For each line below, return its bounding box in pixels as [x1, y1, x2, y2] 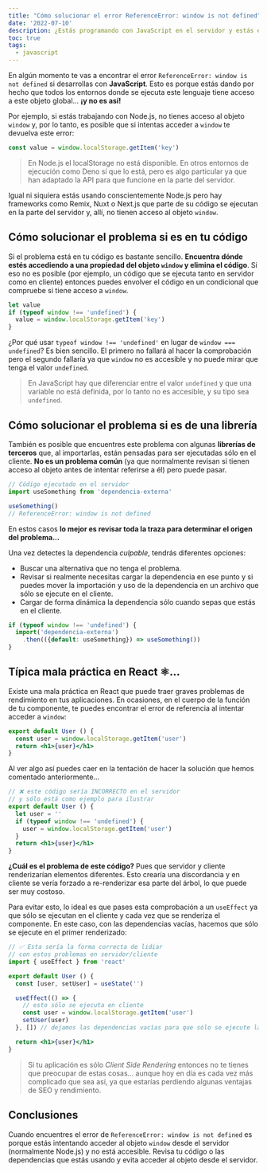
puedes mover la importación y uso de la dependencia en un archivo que [19, 580, 259, 590]
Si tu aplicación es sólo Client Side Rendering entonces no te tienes [27, 1060, 249, 1069]
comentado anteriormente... [8, 772, 100, 782]
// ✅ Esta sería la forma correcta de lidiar [8, 943, 163, 951]
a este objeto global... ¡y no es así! [8, 96, 122, 105]
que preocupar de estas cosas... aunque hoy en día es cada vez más [27, 1068, 253, 1078]
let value [8, 300, 41, 309]
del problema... [8, 532, 60, 542]
